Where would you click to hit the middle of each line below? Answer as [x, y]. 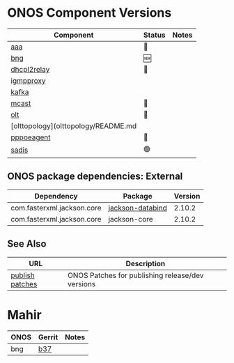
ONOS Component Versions [89, 13]
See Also [27, 244]
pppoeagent [31, 137]
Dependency [56, 196]
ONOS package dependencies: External [95, 177]
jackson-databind [138, 208]
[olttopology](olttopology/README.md [74, 125]
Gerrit [48, 337]
